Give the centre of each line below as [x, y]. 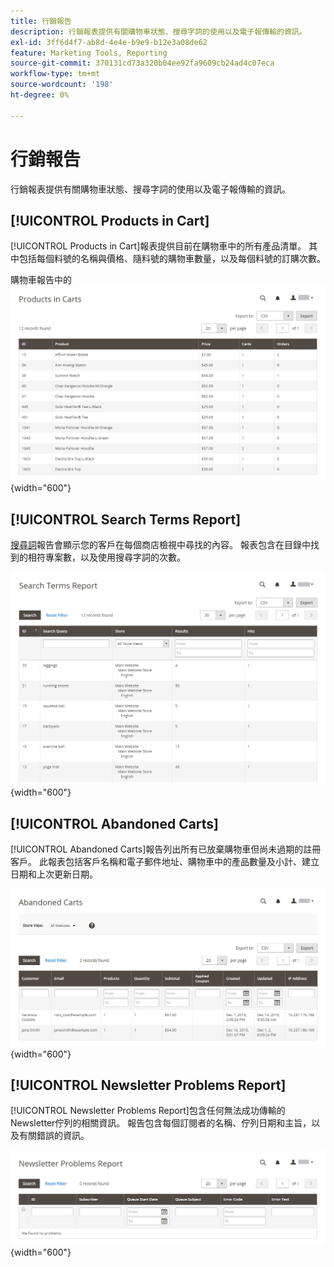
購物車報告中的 [41, 280]
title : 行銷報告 [41, 21]
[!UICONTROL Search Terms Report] [126, 519]
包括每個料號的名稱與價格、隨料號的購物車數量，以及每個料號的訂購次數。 [172, 259]
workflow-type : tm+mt [55, 74]
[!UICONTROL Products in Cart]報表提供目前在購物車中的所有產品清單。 [158, 246]
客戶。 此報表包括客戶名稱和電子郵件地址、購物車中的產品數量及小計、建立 [165, 862]
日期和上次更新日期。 [54, 874]
